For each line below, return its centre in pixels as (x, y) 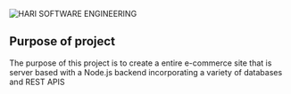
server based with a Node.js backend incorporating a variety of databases (146, 72)
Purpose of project (62, 41)
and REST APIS (37, 82)
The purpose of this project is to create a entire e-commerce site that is (141, 63)
